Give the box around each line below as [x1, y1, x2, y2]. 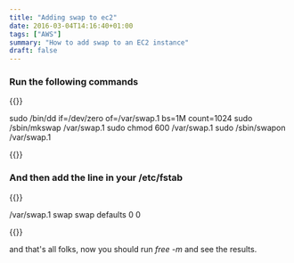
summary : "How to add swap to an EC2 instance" [9, 37, 190, 47]
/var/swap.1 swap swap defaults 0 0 [9, 209, 141, 219]
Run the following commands [9, 76, 139, 88]
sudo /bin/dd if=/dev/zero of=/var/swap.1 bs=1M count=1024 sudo [9, 113, 253, 124]
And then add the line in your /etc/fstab [9, 171, 184, 184]
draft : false [9, 46, 58, 55]
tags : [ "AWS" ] [9, 29, 62, 38]
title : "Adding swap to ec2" [9, 12, 118, 22]
